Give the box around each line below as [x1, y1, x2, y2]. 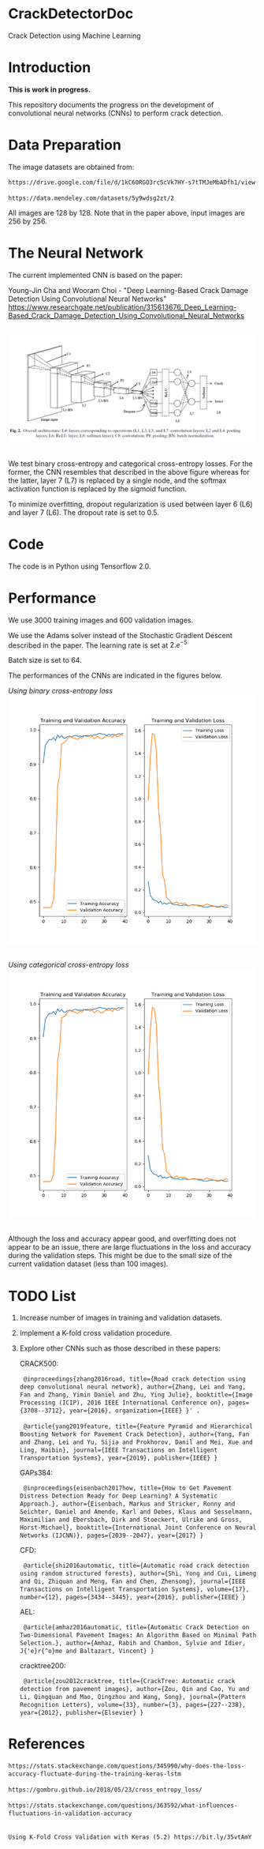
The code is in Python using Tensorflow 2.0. [8, 562, 151, 571]
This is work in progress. [8, 85, 91, 94]
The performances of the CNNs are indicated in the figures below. [8, 671, 223, 680]
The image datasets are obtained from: [8, 162, 135, 171]
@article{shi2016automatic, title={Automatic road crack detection [23, 1562, 250, 1570]
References [8, 1735, 85, 1753]
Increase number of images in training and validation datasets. [19, 1313, 222, 1323]
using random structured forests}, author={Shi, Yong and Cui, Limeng [19, 1569, 257, 1578]
